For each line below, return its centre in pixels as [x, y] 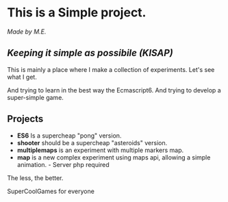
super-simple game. [35, 97]
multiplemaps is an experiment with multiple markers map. [100, 150]
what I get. [22, 77]
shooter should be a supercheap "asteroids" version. [92, 142]
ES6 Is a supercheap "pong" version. [69, 136]
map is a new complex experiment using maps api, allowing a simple [114, 157]
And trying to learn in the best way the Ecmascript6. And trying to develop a [114, 90]
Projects [25, 119]
